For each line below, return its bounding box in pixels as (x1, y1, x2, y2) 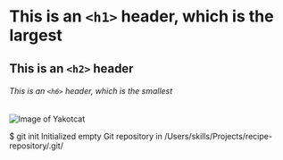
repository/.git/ (9, 140, 64, 151)
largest (9, 25, 62, 46)
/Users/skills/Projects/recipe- (163, 131, 272, 141)
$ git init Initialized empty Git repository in (9, 131, 162, 141)
